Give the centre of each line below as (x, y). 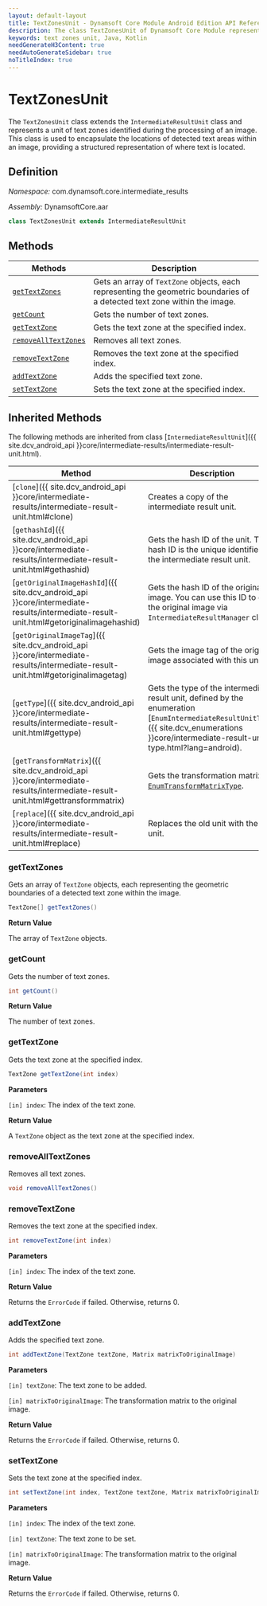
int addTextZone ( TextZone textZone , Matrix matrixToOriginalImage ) (122, 1355)
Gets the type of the (185, 688)
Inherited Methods (55, 418)
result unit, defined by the (196, 698)
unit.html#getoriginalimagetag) (70, 676)
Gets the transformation (192, 776)
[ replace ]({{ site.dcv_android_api (73, 813)
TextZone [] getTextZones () (53, 908)
